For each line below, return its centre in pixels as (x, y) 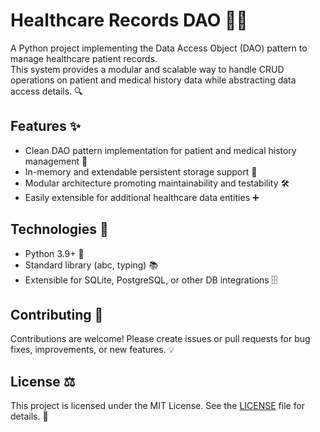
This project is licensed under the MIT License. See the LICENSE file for (158, 406)
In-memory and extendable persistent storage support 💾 (141, 171)
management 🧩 (56, 161)
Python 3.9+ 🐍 (54, 253)
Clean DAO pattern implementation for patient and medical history (160, 150)
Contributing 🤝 (57, 314)
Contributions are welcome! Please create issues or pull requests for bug (160, 339)
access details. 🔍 (46, 91)
